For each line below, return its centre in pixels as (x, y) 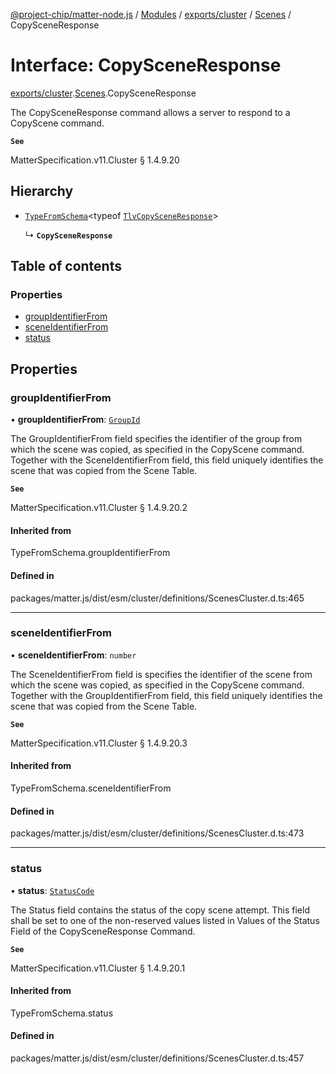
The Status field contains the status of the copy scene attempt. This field (160, 910)
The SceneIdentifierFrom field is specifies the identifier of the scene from (161, 674)
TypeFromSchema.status (62, 1013)
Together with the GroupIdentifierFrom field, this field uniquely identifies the (166, 695)
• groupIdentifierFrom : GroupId (75, 420)
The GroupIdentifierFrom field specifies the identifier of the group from (156, 439)
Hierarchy (42, 191)
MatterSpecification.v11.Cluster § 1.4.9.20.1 (98, 968)
